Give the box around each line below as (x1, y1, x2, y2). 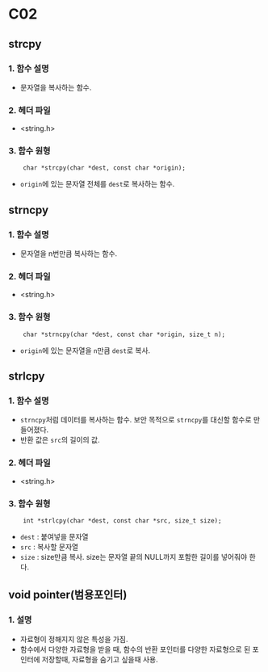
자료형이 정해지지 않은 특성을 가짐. (19, 634, 128, 644)
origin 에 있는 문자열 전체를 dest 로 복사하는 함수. (19, 179, 175, 189)
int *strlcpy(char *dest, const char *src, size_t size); (23, 517, 222, 525)
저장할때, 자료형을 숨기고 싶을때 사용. (41, 654, 159, 664)
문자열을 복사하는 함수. (19, 82, 92, 92)
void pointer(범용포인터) (8, 588, 128, 602)
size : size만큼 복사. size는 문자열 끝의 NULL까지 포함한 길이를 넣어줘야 (19, 552, 248, 562)
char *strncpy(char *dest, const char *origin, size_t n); (23, 330, 226, 338)
